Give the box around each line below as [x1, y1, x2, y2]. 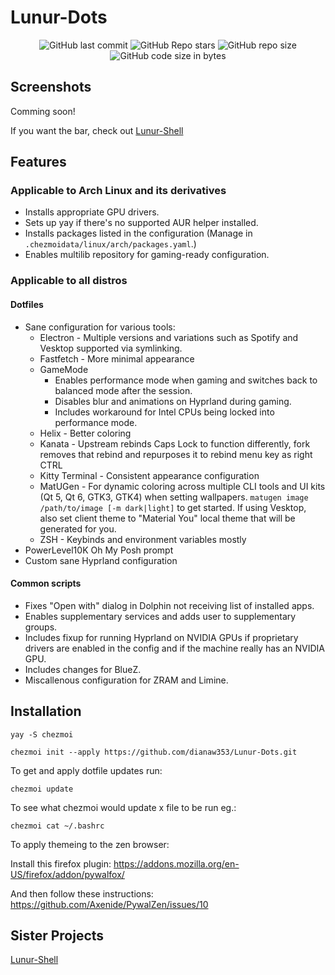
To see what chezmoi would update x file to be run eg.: [10, 801, 237, 813]
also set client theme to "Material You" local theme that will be [39, 512, 296, 524]
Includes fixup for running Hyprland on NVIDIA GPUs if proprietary [24, 631, 299, 643]
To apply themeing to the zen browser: [10, 838, 170, 850]
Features [10, 154, 67, 171]
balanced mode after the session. [54, 384, 193, 396]
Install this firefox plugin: [10, 857, 112, 870]
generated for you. [39, 522, 117, 535]
